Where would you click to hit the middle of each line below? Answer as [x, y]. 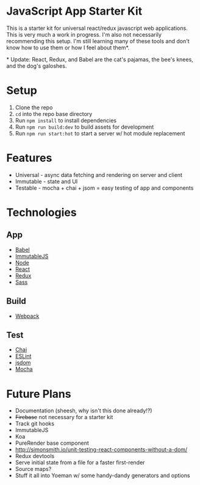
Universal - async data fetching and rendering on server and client [99, 174]
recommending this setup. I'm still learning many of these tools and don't [98, 41]
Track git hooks [35, 424]
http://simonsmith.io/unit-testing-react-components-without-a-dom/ [101, 450]
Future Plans [39, 394]
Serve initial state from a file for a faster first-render [80, 462]
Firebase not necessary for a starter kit [64, 417]
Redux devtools [35, 456]
